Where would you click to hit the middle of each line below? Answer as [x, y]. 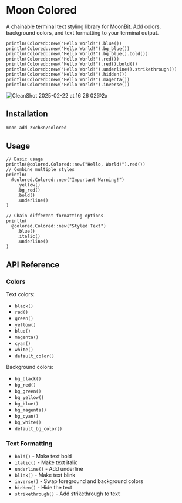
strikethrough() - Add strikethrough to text [67, 494]
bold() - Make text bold [43, 457]
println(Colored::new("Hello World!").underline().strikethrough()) [92, 69]
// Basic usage [25, 159]
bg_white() [28, 423]
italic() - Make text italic [46, 462]
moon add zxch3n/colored [36, 128]
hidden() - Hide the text [43, 488]
